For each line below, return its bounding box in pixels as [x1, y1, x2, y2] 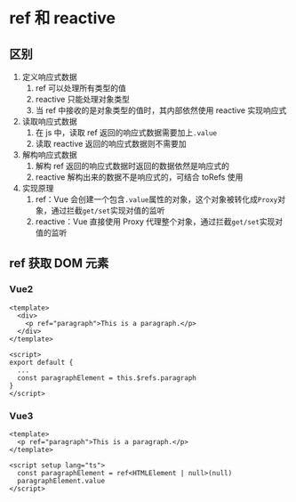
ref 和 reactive [9, 8, 116, 28]
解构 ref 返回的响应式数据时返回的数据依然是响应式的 [35, 161, 229, 171]
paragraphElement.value [17, 476, 105, 485]
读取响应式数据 [21, 117, 77, 126]
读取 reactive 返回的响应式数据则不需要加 [35, 139, 187, 149]
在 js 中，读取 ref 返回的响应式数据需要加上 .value [35, 127, 218, 138]
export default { [9, 358, 74, 367]
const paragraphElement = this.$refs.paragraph [17, 373, 197, 383]
